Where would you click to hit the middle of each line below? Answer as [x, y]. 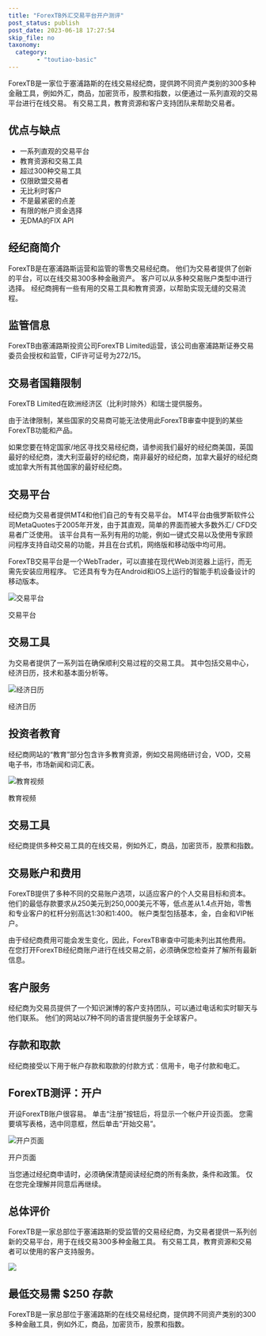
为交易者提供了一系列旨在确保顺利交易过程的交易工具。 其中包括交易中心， [131, 663]
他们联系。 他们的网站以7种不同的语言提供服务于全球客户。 [105, 1018]
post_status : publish [44, 23]
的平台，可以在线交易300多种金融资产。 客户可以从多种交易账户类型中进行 [130, 278]
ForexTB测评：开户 [55, 1093]
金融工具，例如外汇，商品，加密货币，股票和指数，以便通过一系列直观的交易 [133, 93]
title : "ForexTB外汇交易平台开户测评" [66, 15]
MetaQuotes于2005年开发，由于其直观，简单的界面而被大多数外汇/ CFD [133, 524]
